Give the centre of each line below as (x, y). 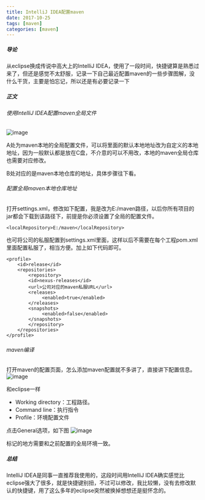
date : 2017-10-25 (28, 18)
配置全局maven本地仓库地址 (42, 188)
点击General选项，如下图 (38, 431)
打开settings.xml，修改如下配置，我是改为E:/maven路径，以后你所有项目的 (100, 208)
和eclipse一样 (24, 389)
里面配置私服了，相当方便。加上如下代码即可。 (65, 248)
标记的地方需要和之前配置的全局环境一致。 (60, 444)
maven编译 (20, 349)
